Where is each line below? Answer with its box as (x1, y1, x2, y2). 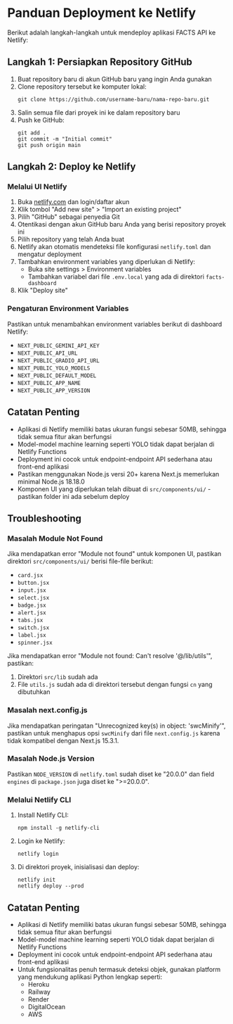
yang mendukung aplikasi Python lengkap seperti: (17, 973, 163, 981)
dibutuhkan (17, 688, 51, 696)
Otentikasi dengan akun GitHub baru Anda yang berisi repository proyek (17, 220, 227, 229)
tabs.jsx (17, 617, 44, 624)
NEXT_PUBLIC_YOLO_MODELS (17, 365, 91, 372)
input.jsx (17, 587, 47, 594)
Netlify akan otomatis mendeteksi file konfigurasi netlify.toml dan (17, 243, 211, 251)
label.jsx (17, 632, 47, 639)
